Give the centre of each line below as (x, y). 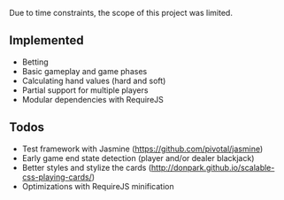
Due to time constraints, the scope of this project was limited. (121, 13)
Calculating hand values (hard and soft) (94, 81)
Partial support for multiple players (85, 90)
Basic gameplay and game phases (84, 71)
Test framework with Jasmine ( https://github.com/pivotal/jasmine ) (142, 149)
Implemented (46, 40)
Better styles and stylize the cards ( (87, 167)
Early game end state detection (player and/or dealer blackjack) (138, 158)
